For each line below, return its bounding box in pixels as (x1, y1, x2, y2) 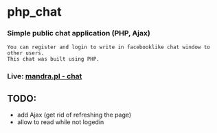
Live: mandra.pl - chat (7, 72, 82, 81)
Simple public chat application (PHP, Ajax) (7, 29, 151, 38)
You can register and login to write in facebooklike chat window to (7, 44, 211, 51)
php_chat (7, 4, 62, 20)
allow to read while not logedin (16, 118, 104, 126)
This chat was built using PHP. (7, 56, 100, 63)
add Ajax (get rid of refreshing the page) (16, 110, 132, 119)
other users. (7, 50, 45, 57)
